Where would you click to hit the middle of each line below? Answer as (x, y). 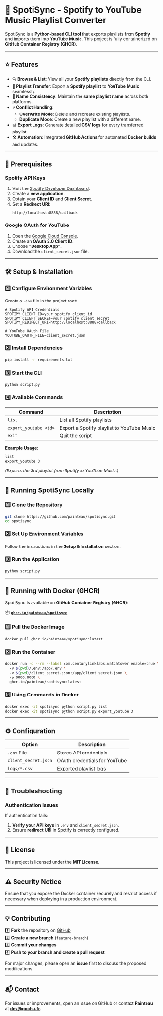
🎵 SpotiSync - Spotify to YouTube (73, 10)
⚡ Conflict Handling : (33, 107)
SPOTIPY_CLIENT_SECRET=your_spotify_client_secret (57, 319)
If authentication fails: (27, 815)
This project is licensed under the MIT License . (52, 862)
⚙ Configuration (30, 731)
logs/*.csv (20, 769)
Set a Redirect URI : (31, 204)
